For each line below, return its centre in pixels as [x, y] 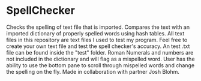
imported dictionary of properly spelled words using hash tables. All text [95, 33]
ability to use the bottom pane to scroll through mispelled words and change [100, 65]
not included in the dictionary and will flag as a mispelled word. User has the [100, 59]
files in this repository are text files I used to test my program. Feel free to [97, 40]
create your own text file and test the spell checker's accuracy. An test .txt [98, 46]
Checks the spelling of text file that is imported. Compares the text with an [98, 27]
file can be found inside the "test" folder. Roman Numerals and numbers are [100, 52]
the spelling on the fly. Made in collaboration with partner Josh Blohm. [93, 71]
